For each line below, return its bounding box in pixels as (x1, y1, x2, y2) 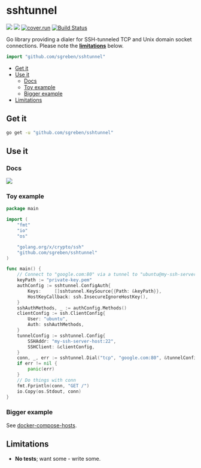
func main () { (6, 266, 42, 272)
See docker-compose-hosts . (6, 421, 77, 429)
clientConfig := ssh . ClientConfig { (17, 311, 106, 317)
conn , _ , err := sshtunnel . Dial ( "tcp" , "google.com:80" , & (17, 355, 167, 361)
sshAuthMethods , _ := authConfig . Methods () (17, 305, 127, 311)
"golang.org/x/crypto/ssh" (17, 244, 84, 250)
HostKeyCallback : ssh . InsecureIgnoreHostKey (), (28, 294, 148, 300)
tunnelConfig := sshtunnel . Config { (17, 333, 106, 339)
